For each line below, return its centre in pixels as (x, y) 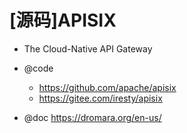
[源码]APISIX (63, 20)
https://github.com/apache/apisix (107, 87)
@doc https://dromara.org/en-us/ (92, 117)
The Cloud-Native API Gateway (88, 48)
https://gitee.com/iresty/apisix (100, 98)
